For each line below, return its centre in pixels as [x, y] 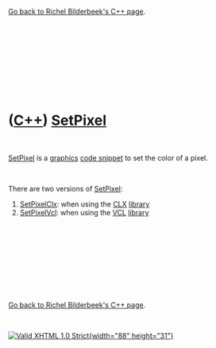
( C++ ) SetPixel [58, 120]
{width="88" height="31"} [131, 335]
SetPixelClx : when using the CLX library [85, 204]
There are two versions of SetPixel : [66, 188]
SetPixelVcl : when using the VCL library [84, 212]
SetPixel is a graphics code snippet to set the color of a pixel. [108, 157]
